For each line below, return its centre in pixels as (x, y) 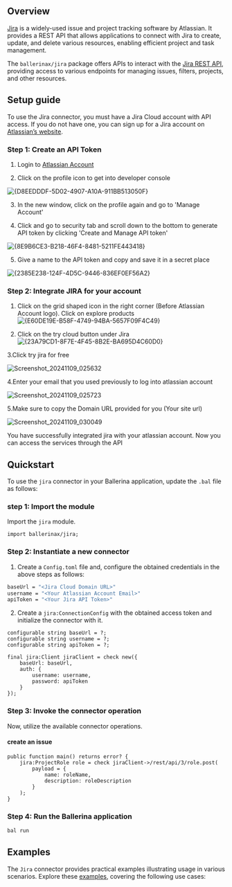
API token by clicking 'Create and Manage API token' (92, 233)
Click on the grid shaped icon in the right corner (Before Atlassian (111, 306)
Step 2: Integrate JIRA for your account (74, 291)
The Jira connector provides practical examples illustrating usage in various (116, 869)
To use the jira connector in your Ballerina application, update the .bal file (114, 481)
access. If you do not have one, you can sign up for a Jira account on (106, 124)
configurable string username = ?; (59, 639)
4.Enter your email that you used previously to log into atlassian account (110, 382)
